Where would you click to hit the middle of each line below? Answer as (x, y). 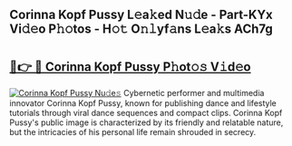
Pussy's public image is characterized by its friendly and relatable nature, (146, 122)
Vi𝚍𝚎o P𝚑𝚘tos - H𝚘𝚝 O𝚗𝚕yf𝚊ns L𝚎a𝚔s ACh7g (141, 29)
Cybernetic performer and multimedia (194, 93)
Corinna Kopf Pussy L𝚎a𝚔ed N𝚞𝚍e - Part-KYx (141, 15)
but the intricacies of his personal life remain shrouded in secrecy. (133, 132)
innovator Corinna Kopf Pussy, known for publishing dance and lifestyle (143, 103)
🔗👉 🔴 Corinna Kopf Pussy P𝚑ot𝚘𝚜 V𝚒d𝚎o (130, 67)
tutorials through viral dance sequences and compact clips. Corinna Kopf (146, 113)
